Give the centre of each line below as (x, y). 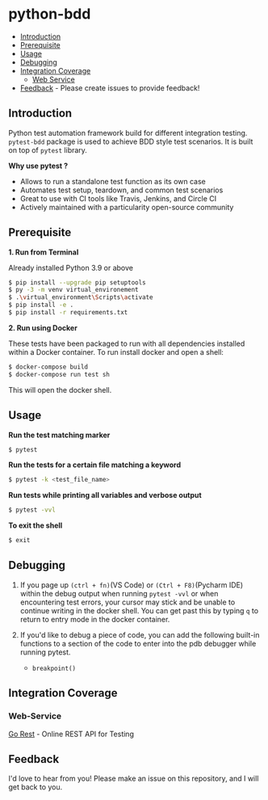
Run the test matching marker (59, 435)
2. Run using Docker (43, 327)
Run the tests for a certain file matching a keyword (95, 465)
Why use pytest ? (38, 166)
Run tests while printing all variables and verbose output (105, 495)
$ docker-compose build (48, 367)
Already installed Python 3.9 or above (71, 267)
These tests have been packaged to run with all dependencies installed (127, 343)
